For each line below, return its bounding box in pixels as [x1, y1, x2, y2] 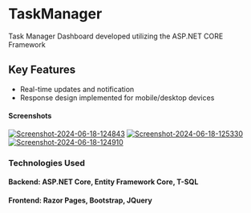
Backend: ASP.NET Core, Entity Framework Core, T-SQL [8, 177, 199, 187]
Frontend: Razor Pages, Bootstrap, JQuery [8, 195, 152, 205]
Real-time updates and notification [19, 84, 135, 94]
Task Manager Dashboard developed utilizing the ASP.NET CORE [8, 31, 224, 41]
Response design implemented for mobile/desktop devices [19, 93, 215, 102]
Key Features [8, 63, 76, 77]
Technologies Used [8, 157, 86, 168]
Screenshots [8, 111, 52, 121]
